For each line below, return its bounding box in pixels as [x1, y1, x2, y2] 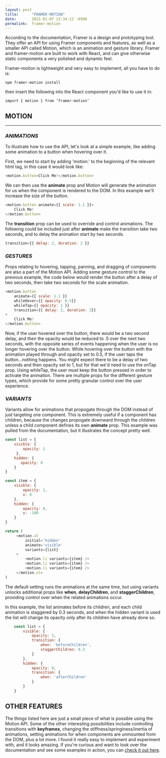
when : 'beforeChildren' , [40, 643, 92, 648]
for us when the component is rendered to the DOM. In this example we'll [5, 188, 154, 194]
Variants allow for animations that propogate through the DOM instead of [5, 407, 153, 413]
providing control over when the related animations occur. [5, 594, 123, 600]
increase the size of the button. [5, 193, 69, 199]
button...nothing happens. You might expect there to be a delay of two [5, 357, 148, 363]
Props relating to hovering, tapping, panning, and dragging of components [5, 264, 157, 270]
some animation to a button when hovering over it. [5, 149, 108, 155]
